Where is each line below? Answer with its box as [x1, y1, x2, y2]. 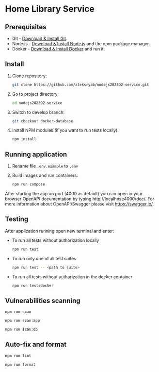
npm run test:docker [12, 283, 54, 288]
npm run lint [5, 353, 32, 358]
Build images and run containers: [12, 172, 79, 178]
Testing [5, 215, 29, 223]
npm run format [5, 362, 36, 367]
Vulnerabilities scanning [5, 296, 81, 304]
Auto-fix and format [5, 340, 67, 349]
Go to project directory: [12, 91, 59, 97]
